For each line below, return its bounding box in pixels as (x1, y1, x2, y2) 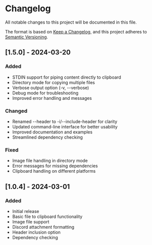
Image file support (12, 218, 50, 224)
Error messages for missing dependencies (12, 163, 98, 169)
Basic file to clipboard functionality (12, 214, 82, 219)
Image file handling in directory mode (12, 158, 88, 164)
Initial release (12, 208, 39, 214)
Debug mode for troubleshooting (12, 90, 78, 96)
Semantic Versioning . (5, 34, 48, 40)
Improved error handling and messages (12, 95, 92, 101)
